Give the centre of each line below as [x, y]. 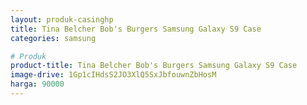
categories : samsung [53, 38]
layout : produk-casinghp [62, 19]
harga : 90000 [37, 84]
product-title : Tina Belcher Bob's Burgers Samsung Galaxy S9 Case [154, 66]
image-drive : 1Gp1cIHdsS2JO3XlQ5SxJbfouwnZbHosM [113, 75]
